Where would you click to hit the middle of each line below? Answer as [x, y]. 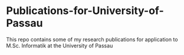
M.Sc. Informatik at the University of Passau [60, 46]
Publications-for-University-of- [85, 11]
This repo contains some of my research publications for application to [92, 39]
